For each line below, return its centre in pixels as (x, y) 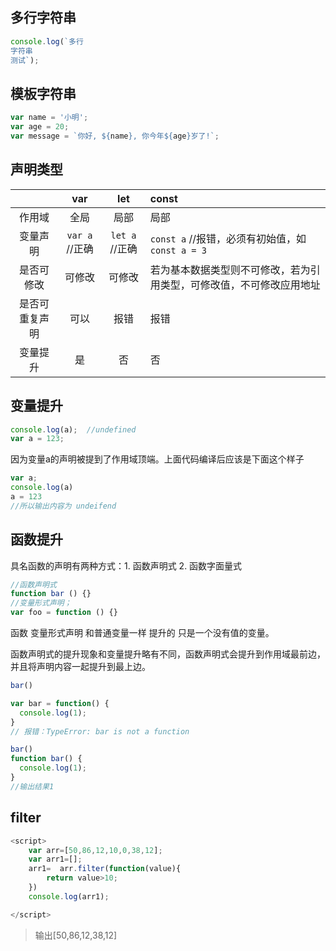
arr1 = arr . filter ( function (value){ (105, 869)
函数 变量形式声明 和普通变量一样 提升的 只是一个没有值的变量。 (142, 633)
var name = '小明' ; (49, 118)
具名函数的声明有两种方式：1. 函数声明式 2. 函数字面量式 (126, 565)
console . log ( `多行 (47, 41)
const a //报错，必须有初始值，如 (228, 238)
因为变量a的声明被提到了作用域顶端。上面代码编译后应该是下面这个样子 (157, 459)
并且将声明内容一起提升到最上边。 (80, 667)
